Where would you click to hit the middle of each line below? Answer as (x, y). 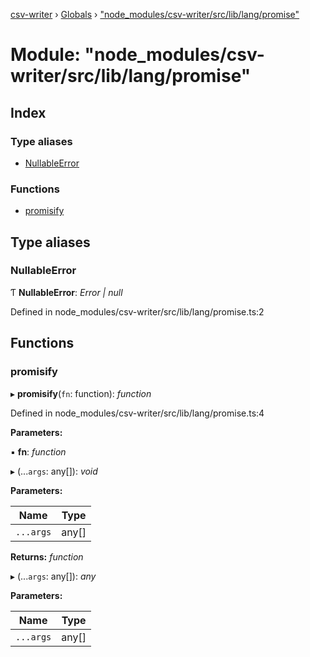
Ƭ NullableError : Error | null (66, 292)
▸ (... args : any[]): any (53, 576)
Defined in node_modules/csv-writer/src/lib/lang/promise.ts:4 (137, 413)
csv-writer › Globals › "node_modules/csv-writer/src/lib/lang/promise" (155, 14)
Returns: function (47, 556)
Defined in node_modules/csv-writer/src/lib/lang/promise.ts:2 (137, 311)
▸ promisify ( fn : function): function (81, 393)
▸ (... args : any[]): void (54, 471)
